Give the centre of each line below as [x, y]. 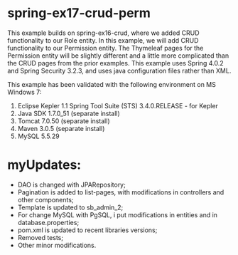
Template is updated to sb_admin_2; [70, 207]
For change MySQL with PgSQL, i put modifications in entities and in [118, 214]
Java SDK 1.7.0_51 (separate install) [69, 113]
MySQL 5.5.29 [38, 136]
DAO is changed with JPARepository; [71, 184]
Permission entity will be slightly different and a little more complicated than [118, 56]
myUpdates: [44, 165]
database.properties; [48, 222]
